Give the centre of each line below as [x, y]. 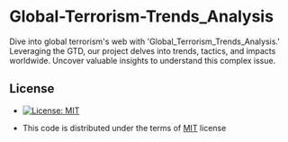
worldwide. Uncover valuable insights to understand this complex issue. [143, 60]
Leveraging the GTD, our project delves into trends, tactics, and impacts [143, 50]
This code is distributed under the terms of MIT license [124, 128]
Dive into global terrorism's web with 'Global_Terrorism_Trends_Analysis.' [145, 41]
